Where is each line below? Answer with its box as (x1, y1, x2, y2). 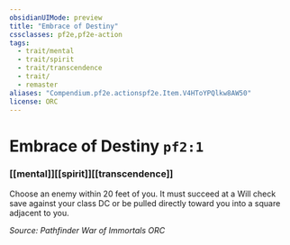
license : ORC (9, 96, 59, 106)
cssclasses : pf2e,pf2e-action (9, 30, 123, 39)
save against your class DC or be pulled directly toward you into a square (9, 197, 281, 208)
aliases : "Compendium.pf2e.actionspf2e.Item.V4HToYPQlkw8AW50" (9, 88, 252, 97)
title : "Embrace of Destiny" (9, 22, 119, 31)
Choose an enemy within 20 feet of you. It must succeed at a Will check (9, 188, 276, 199)
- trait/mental (17, 47, 75, 56)
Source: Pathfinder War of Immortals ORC (9, 224, 166, 235)
